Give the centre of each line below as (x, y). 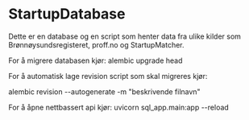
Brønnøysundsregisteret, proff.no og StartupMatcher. (96, 44)
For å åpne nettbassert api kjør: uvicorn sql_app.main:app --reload (119, 107)
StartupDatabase (67, 14)
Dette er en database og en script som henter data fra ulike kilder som (125, 36)
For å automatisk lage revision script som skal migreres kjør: (108, 76)
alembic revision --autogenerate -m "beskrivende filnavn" (104, 91)
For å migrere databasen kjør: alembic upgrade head (95, 60)
